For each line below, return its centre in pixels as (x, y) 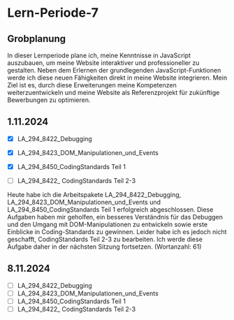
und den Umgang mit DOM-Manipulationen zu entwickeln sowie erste (108, 224)
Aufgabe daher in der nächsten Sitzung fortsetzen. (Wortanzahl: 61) (104, 247)
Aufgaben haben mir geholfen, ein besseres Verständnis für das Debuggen (115, 217)
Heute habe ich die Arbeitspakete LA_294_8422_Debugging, (94, 195)
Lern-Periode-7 (53, 13)
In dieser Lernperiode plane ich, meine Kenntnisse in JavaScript (99, 55)
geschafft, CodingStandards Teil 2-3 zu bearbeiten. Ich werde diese (105, 240)
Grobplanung (37, 39)
